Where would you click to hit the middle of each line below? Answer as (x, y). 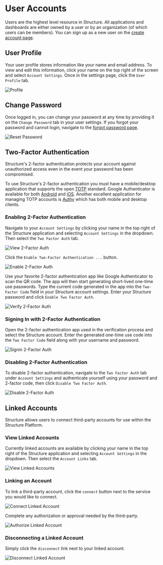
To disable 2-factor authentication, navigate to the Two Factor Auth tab (76, 373)
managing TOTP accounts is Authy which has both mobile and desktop (76, 199)
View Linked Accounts (32, 438)
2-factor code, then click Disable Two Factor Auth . (56, 383)
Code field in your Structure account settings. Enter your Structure (86, 292)
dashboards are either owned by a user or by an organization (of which (76, 27)
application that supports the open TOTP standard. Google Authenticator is (80, 189)
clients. (12, 205)
